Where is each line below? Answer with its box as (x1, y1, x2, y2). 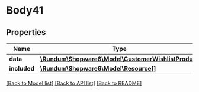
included (9, 65, 34, 72)
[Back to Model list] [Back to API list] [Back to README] (6, 80, 142, 87)
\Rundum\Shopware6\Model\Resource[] (40, 65, 156, 72)
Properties (6, 27, 46, 37)
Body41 (6, 4, 44, 17)
